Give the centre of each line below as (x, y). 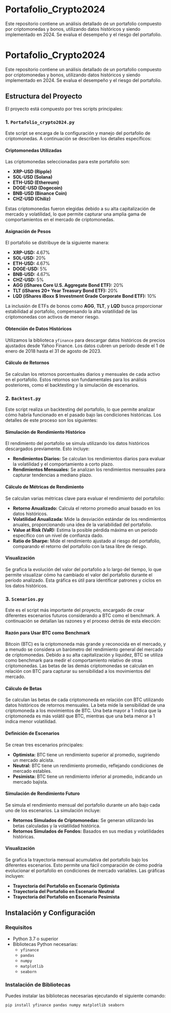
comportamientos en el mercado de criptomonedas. (60, 220)
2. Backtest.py (23, 398)
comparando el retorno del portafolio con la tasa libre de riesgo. (80, 546)
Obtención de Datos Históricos (39, 328)
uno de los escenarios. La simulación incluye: (53, 810)
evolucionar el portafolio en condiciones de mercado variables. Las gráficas (85, 871)
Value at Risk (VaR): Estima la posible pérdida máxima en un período (85, 530)
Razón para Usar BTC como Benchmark (48, 632)
